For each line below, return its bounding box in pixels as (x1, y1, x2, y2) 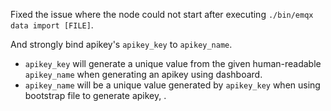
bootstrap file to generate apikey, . (24, 90, 167, 101)
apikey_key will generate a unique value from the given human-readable (24, 58, 322, 69)
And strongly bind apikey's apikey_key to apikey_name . (10, 39, 233, 50)
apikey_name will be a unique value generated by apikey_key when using (24, 79, 321, 91)
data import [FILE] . (10, 19, 94, 31)
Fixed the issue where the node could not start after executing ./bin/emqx (10, 9, 314, 20)
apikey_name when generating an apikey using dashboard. (24, 69, 263, 80)
